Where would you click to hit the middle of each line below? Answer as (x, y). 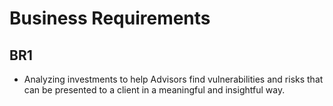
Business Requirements (110, 18)
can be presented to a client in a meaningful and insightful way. (154, 90)
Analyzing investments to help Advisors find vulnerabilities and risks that (173, 79)
